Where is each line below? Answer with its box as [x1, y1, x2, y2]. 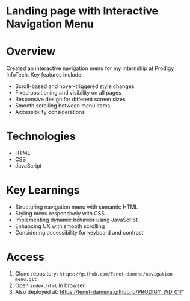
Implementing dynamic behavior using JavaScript [14, 216, 138, 223]
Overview [6, 45, 56, 59]
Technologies [6, 130, 76, 143]
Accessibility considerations [14, 109, 85, 116]
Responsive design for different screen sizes [14, 95, 126, 103]
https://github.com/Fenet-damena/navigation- [59, 271, 176, 277]
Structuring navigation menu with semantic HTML [14, 203, 138, 211]
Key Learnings [6, 183, 80, 197]
